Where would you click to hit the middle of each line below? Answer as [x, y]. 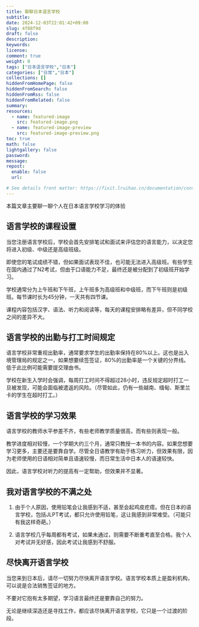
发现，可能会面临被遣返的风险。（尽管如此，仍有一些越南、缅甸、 [95, 387]
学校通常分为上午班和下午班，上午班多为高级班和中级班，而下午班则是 [92, 289]
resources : [20, 111]
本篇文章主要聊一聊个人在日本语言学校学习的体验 [66, 206]
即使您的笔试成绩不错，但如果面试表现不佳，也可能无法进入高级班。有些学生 [99, 261]
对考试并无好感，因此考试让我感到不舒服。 [67, 542]
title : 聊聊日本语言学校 [33, 12]
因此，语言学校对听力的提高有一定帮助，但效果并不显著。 [76, 471]
